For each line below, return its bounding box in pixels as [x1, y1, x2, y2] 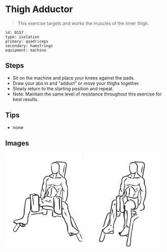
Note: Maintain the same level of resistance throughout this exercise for [12, 91, 162, 97]
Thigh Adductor [5, 4, 73, 15]
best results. [12, 96, 39, 102]
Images [5, 139, 29, 147]
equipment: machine [5, 47, 47, 53]
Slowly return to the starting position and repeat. [12, 85, 114, 91]
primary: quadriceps [5, 39, 49, 44]
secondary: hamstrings [5, 43, 53, 48]
